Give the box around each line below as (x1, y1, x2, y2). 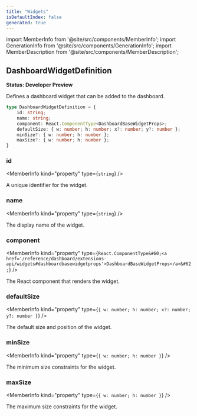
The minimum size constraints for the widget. (6, 363, 116, 370)
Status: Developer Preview (6, 81, 73, 89)
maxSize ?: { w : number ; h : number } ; (17, 137, 110, 143)
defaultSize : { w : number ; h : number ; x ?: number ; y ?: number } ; (17, 126, 181, 132)
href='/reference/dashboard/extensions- (6, 256, 107, 262)
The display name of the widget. (6, 221, 84, 228)
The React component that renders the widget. (6, 278, 120, 285)
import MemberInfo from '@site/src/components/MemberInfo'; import (6, 36, 176, 43)
